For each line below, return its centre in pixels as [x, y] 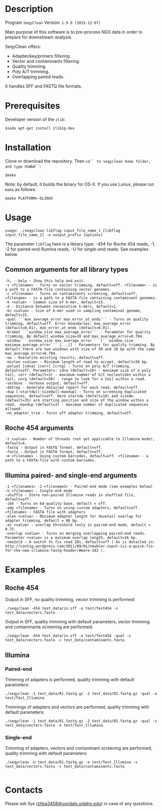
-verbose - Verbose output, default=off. [48, 383]
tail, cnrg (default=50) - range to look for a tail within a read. [76, 379]
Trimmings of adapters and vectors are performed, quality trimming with [77, 707]
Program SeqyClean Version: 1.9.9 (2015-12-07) [53, 22]
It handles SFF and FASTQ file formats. [44, 86]
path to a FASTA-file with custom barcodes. [51, 461]
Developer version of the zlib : [35, 119]
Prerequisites [33, 106]
